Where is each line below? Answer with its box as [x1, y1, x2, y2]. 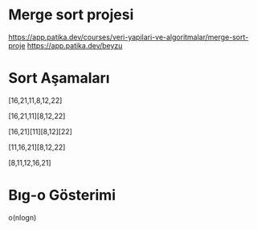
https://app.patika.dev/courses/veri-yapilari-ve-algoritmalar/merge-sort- [8, 32, 249, 42]
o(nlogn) [8, 212, 37, 222]
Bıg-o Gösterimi [8, 187, 116, 204]
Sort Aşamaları [8, 69, 110, 88]
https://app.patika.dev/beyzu [27, 40, 123, 50]
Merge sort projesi [8, 6, 134, 24]
